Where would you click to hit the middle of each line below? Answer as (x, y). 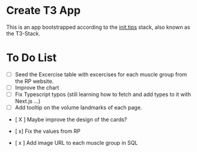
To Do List (32, 58)
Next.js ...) (28, 101)
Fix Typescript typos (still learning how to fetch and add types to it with (103, 94)
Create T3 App (44, 11)
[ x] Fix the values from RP (48, 131)
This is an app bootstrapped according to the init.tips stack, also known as (98, 27)
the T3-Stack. (23, 33)
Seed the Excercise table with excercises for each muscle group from (101, 74)
